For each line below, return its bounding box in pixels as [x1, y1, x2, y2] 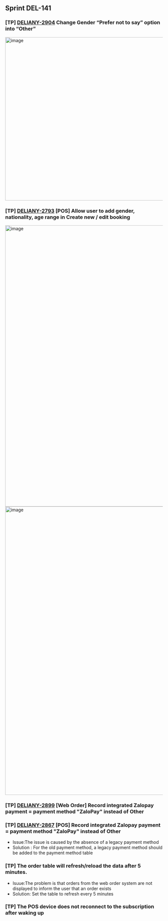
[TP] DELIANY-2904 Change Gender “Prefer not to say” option [5, 19, 160, 26]
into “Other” [5, 25, 36, 32]
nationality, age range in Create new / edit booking [5, 213, 130, 220]
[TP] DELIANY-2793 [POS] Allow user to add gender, [5, 207, 135, 214]
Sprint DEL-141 [5, 4, 51, 13]
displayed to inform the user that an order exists [12, 885, 111, 891]
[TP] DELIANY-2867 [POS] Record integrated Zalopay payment [5, 821, 161, 828]
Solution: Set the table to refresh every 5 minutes [12, 890, 113, 897]
